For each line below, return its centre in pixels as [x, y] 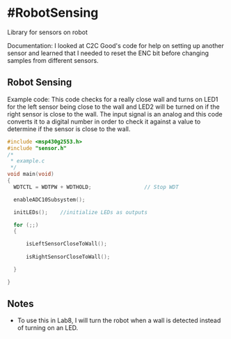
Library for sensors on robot [48, 32]
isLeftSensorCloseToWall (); [66, 244]
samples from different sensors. [53, 60]
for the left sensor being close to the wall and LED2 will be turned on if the [114, 107]
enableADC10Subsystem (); [49, 199]
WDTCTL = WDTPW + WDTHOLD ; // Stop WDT [96, 187]
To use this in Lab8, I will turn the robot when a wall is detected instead [119, 321]
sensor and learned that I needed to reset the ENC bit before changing [108, 53]
